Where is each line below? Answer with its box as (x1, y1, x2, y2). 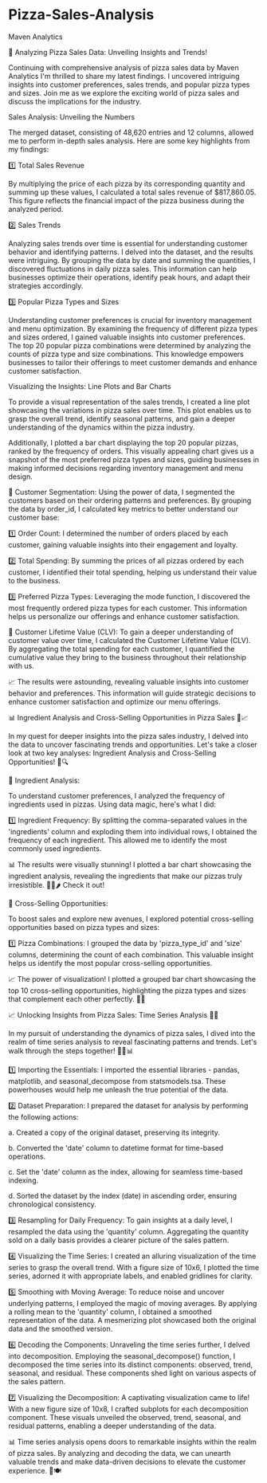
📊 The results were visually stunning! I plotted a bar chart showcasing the (8, 859, 252, 869)
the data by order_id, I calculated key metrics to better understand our (8, 504, 239, 513)
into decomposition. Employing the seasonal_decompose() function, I (8, 1351, 236, 1360)
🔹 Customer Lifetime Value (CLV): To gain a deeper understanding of (8, 627, 234, 637)
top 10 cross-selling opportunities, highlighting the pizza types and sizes (8, 986, 246, 995)
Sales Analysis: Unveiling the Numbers (8, 112, 135, 121)
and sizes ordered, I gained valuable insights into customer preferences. (8, 332, 245, 342)
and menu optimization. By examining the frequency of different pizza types (8, 324, 258, 333)
